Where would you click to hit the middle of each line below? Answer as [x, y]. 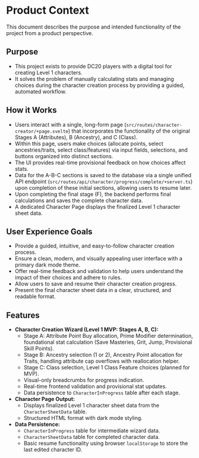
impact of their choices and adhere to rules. [68, 278]
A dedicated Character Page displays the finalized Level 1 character [97, 206]
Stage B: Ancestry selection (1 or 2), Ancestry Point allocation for [103, 355]
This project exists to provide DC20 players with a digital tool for [93, 66]
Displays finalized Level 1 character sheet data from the [91, 406]
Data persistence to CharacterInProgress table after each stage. [102, 393]
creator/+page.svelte [41, 131]
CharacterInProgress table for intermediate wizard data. [92, 431]
